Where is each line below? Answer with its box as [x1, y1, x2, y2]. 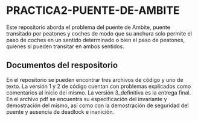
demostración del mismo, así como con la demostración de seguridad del [6, 102, 189, 109]
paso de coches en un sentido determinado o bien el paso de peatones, [6, 36, 185, 43]
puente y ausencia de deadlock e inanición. [6, 108, 115, 115]
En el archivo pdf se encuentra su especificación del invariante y [6, 95, 167, 102]
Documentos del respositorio [6, 60, 118, 70]
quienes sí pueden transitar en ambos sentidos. [6, 43, 125, 50]
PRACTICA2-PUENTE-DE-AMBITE [6, 4, 180, 17]
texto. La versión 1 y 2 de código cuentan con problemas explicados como [6, 82, 191, 90]
